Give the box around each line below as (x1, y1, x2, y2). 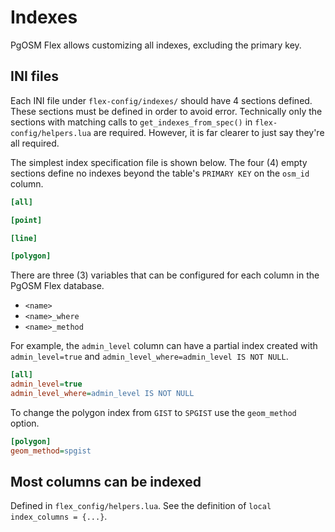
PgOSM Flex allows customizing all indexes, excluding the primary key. (10, 39, 302, 51)
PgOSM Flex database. (10, 280, 105, 292)
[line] (10, 233, 38, 243)
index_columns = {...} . (10, 511, 108, 523)
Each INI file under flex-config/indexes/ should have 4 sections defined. (10, 94, 313, 106)
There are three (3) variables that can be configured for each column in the (10, 269, 320, 281)
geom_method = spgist (10, 446, 92, 456)
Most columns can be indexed (10, 474, 202, 491)
